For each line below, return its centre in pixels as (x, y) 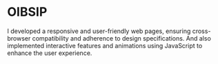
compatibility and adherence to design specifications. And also (122, 38)
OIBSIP (27, 12)
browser (19, 38)
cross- (201, 31)
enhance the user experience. (50, 53)
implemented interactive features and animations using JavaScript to (105, 45)
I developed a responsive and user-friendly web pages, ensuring (99, 31)
